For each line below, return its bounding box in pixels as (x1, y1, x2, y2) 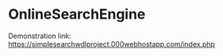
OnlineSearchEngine (8, 5, 146, 23)
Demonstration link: (8, 31, 72, 40)
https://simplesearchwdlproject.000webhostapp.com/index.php (8, 39, 215, 48)
